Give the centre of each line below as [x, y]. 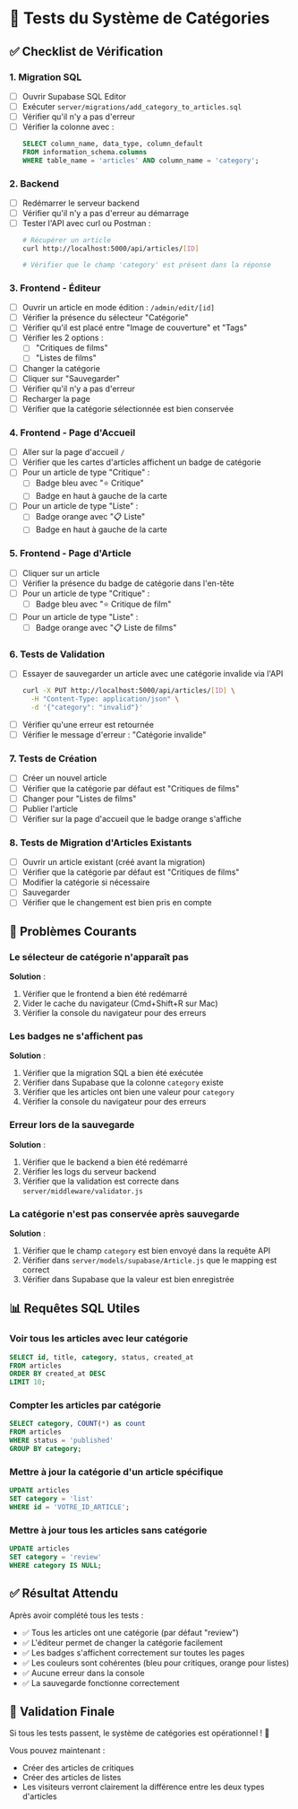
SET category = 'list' [51, 1499]
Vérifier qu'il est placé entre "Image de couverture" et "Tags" [135, 328]
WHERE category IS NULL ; [55, 1565]
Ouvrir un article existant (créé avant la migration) [114, 862]
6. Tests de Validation [57, 654]
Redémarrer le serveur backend [81, 203]
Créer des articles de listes [72, 1778]
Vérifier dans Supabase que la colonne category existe [123, 1083]
